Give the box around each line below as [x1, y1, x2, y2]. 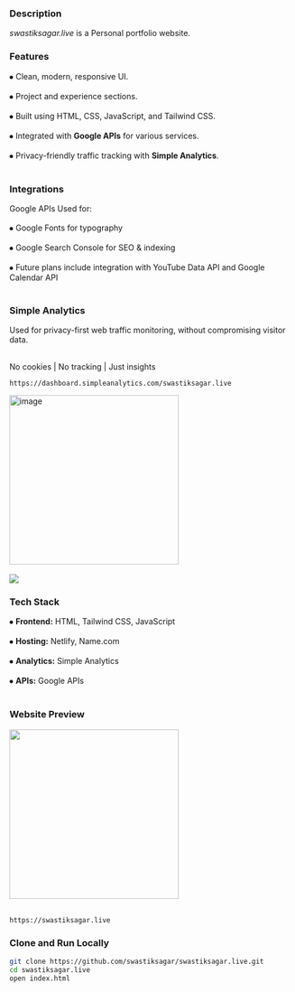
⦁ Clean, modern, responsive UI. [9, 70, 129, 81]
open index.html [9, 974, 70, 983]
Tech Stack [9, 595, 60, 608]
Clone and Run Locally [9, 936, 110, 949]
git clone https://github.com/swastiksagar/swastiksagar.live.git [9, 957, 264, 967]
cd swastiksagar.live [9, 965, 91, 974]
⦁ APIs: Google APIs [9, 676, 84, 687]
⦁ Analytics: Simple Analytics [9, 656, 119, 667]
